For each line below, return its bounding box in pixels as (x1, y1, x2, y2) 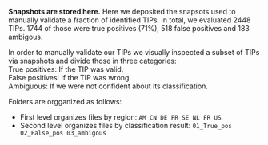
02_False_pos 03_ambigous (19, 129, 106, 137)
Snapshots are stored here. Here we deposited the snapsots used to (8, 7, 236, 16)
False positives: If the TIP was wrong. (8, 73, 132, 82)
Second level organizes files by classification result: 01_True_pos (19, 121, 232, 130)
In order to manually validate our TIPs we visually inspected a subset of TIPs (8, 48, 260, 57)
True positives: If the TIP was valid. (8, 65, 124, 74)
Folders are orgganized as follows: (8, 97, 122, 106)
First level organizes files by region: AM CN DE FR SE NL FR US (19, 112, 222, 122)
